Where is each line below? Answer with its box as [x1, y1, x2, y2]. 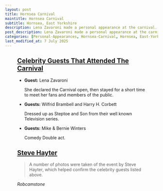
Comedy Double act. [24, 135, 65, 140]
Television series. [24, 116, 59, 122]
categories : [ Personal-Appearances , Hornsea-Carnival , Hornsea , [5, 35, 138, 39]
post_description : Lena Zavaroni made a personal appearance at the [5, 30, 147, 35]
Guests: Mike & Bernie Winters [24, 125, 86, 131]
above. [29, 172, 43, 178]
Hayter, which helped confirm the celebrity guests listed [29, 167, 142, 173]
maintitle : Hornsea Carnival [5, 16, 64, 21]
